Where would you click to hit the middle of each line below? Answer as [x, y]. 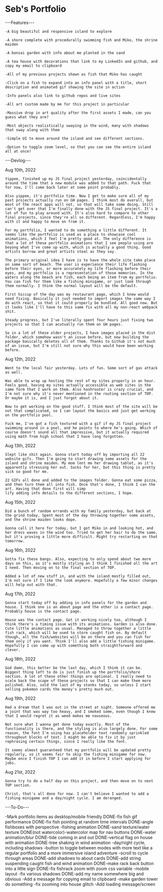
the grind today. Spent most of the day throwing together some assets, [80, 515]
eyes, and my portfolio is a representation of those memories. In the [79, 273]
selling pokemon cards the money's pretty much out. [60, 689]
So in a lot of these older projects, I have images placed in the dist [80, 333]
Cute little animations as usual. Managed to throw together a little [78, 628]
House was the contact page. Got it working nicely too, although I [76, 620]
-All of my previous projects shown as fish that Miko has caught [74, 74]
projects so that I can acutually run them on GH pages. [64, 324]
